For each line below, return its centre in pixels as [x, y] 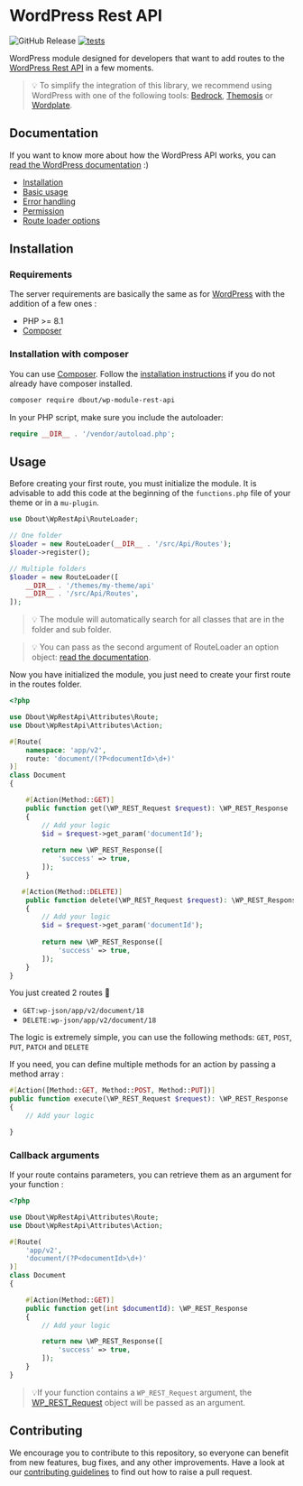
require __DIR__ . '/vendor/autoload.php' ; [92, 434]
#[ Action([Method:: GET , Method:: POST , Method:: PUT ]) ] [113, 1091]
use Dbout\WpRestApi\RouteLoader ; [74, 520]
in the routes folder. [46, 684]
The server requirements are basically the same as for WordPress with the [147, 294]
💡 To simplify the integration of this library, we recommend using [151, 85]
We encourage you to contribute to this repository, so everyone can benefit [149, 1453]
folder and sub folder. [71, 630]
